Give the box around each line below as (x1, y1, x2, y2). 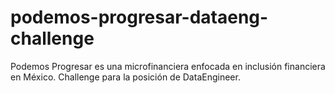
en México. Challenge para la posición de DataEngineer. (10, 71, 241, 83)
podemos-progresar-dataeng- (10, 6, 269, 29)
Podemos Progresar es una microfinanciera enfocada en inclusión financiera (10, 60, 326, 72)
